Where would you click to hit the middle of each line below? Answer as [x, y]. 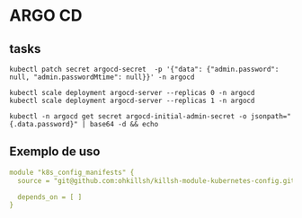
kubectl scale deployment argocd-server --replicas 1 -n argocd [132, 100]
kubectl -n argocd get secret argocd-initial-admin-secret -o [128, 117]
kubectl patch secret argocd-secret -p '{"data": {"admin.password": [144, 69]
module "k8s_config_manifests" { [72, 172]
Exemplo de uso [55, 152]
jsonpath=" [271, 117]
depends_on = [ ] [50, 197]
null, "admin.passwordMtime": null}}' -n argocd [102, 77]
